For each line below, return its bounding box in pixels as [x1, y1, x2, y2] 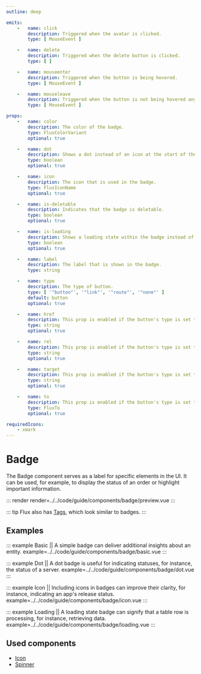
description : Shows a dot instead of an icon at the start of [28, 152, 186, 158]
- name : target [17, 366, 60, 372]
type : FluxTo [28, 405, 60, 411]
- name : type [17, 278, 55, 285]
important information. [6, 485, 62, 492]
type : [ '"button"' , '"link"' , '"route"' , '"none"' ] [28, 289, 165, 295]
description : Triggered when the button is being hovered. [28, 74, 178, 81]
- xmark [17, 427, 36, 433]
